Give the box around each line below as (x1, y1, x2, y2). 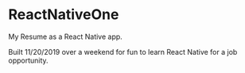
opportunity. (8, 56, 49, 65)
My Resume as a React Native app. (8, 32, 123, 41)
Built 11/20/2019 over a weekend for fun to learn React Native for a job (8, 47, 238, 56)
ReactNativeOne (8, 6, 119, 24)
